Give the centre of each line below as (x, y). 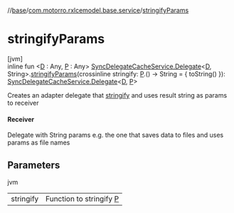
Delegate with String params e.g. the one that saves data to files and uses (116, 135)
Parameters (34, 165)
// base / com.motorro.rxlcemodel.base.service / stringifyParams (98, 10)
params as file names (39, 142)
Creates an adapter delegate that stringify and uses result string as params (117, 95)
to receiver (23, 103)
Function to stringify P (82, 199)
